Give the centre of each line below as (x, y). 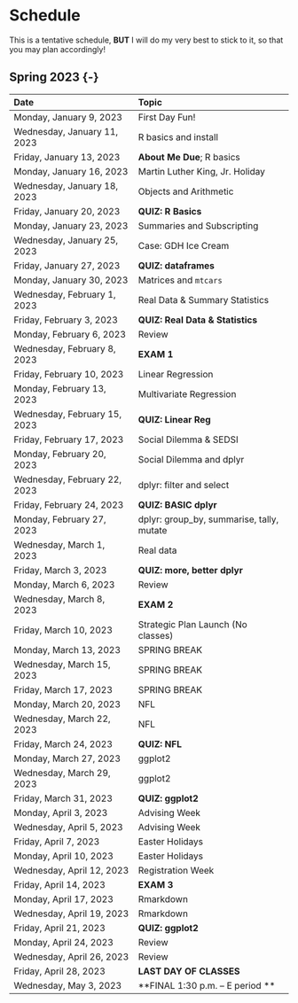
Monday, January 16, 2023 (71, 171)
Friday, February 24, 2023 (69, 504)
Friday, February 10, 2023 (69, 374)
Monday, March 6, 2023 (64, 584)
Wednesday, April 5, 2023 (68, 827)
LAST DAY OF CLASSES (189, 971)
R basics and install (178, 136)
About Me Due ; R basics (189, 157)
